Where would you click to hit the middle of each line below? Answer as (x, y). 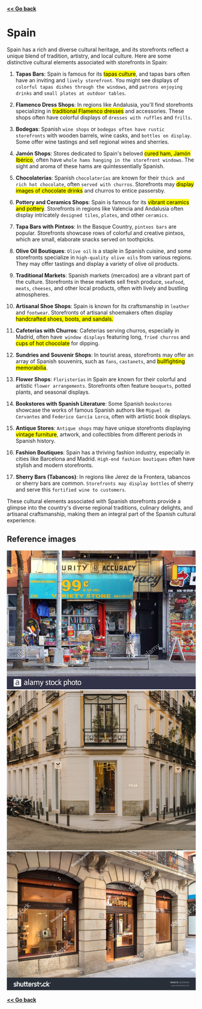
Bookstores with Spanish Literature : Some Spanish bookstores (94, 403)
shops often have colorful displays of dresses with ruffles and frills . (104, 117)
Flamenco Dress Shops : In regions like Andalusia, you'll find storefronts (104, 104)
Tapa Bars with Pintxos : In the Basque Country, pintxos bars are (96, 226)
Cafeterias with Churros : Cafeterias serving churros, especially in (97, 330)
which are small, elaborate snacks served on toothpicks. (85, 239)
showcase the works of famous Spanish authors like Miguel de (93, 410)
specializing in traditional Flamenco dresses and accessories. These (100, 111)
